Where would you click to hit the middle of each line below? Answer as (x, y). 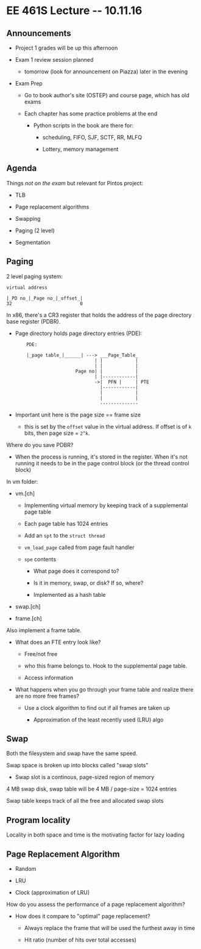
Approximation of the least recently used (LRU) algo (98, 720)
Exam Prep (29, 83)
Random (26, 869)
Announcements (39, 33)
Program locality (38, 820)
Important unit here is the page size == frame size (78, 415)
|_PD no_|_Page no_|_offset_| (45, 298)
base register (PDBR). (33, 321)
